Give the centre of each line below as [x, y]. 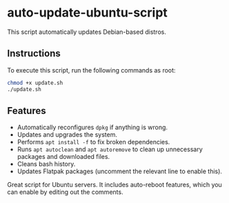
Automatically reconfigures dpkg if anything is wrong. [92, 127]
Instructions [34, 54]
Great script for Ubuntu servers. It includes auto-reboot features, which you [114, 185]
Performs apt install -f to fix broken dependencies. [93, 142]
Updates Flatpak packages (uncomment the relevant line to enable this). [120, 171]
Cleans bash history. [46, 164]
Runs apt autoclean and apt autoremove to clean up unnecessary [110, 149]
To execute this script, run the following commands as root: [91, 70]
